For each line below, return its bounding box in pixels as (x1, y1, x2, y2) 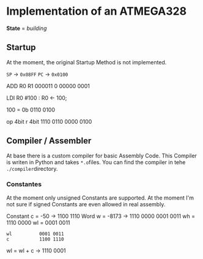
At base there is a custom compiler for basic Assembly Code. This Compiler (6, 152, 197, 159)
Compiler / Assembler (6, 136, 92, 146)
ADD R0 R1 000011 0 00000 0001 (6, 82, 90, 89)
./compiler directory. (6, 165, 58, 172)
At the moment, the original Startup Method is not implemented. (6, 58, 167, 66)
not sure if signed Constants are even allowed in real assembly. (6, 200, 166, 208)
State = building (6, 24, 47, 32)
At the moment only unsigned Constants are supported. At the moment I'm (6, 194, 194, 201)
